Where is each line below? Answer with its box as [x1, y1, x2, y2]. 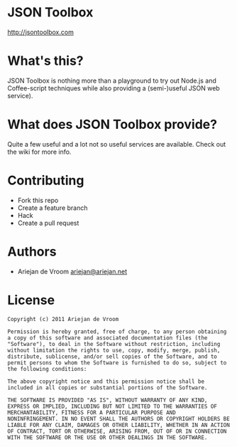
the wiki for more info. [7, 147, 72, 156]
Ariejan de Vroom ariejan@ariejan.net [17, 267, 128, 275]
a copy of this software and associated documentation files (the [7, 334, 208, 342]
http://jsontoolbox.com [7, 28, 75, 36]
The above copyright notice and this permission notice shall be [7, 378, 204, 385]
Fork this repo [17, 196, 59, 204]
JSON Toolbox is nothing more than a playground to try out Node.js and [7, 76, 216, 85]
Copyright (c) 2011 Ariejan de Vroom [7, 315, 119, 322]
